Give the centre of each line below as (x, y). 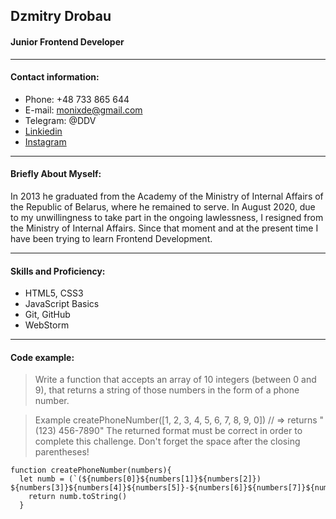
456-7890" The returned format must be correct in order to (180, 431)
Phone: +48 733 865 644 (77, 99)
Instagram (45, 141)
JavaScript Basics (62, 304)
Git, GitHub (47, 315)
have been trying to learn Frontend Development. (111, 238)
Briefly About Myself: (56, 174)
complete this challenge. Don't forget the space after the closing (167, 441)
